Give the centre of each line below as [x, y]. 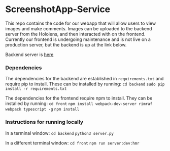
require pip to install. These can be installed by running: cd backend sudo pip [85, 84]
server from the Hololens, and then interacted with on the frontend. [75, 34]
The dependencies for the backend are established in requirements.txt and [84, 79]
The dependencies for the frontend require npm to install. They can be [79, 98]
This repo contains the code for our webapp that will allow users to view [81, 23]
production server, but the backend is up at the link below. [66, 44]
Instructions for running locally [44, 122]
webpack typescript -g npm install [42, 110]
